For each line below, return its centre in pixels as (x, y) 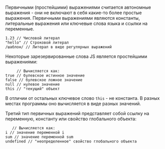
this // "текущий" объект (32, 89)
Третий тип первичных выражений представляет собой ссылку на (77, 113)
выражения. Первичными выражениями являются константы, (73, 18)
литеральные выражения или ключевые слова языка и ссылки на (76, 23)
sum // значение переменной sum (39, 137)
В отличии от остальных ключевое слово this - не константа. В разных (82, 98)
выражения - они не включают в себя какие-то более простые (74, 13)
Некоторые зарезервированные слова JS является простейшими (76, 56)
